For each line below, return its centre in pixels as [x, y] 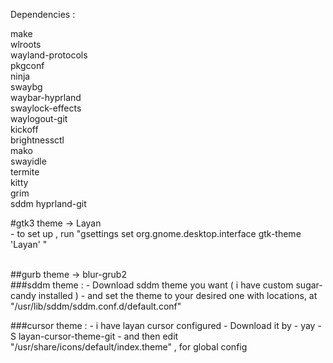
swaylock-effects [46, 108]
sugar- [309, 285]
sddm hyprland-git [48, 203]
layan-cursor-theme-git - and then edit [98, 336]
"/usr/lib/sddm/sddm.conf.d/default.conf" [96, 306]
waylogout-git [39, 118]
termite [25, 172]
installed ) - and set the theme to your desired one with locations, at [178, 295]
